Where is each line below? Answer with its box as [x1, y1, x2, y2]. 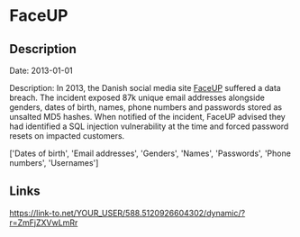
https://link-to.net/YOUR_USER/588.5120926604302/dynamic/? [9, 207, 246, 218]
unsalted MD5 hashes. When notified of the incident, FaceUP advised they [9, 112, 286, 122]
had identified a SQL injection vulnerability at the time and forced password [9, 121, 289, 132]
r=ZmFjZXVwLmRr [9, 217, 78, 228]
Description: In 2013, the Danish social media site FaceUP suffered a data [9, 83, 281, 93]
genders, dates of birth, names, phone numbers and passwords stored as [9, 102, 282, 113]
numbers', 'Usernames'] [9, 158, 99, 168]
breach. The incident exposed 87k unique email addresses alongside [9, 92, 266, 103]
